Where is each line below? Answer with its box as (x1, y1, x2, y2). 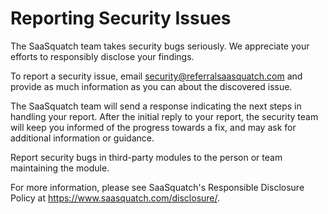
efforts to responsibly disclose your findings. (10, 50, 195, 62)
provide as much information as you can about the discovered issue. (10, 80, 293, 92)
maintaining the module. (10, 162, 110, 174)
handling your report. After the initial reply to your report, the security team (10, 110, 319, 122)
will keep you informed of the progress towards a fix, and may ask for (10, 121, 297, 133)
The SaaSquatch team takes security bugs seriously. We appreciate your (10, 40, 310, 52)
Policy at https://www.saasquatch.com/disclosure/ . (10, 192, 221, 204)
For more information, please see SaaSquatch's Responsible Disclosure (10, 181, 305, 193)
